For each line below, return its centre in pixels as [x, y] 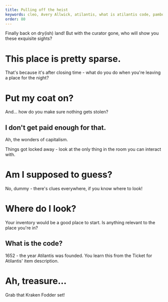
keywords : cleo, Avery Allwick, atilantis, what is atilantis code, [78, 14]
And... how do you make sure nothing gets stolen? [57, 112]
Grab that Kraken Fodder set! [35, 295]
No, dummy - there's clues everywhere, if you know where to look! [74, 188]
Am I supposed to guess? [59, 175]
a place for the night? [27, 78]
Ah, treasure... [36, 281]
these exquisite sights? [29, 38]
